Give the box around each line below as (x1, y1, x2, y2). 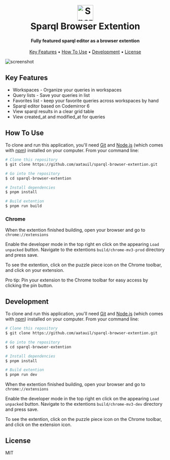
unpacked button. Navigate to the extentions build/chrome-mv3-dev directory (5, 401, 163, 407)
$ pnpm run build (5, 203, 42, 209)
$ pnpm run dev (5, 372, 38, 377)
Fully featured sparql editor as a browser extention (30, 38, 140, 44)
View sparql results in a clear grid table (12, 109, 94, 115)
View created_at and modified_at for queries (12, 114, 106, 120)
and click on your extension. (5, 267, 64, 273)
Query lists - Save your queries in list (12, 92, 90, 98)
